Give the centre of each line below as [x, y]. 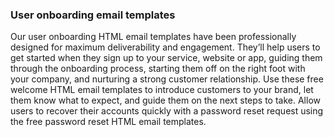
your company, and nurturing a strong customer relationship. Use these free [167, 79]
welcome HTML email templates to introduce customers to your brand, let [162, 90]
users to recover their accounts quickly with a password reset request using [167, 111]
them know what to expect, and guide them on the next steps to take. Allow [166, 100]
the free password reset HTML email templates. [108, 122]
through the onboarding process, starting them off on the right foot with [158, 69]
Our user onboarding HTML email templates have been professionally [153, 37]
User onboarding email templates [93, 15]
